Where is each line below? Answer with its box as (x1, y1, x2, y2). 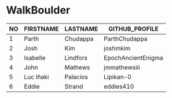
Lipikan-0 (104, 73, 131, 81)
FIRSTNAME (24, 25, 59, 33)
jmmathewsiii (104, 63, 140, 71)
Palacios (64, 73, 88, 81)
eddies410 (104, 82, 134, 90)
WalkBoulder (6, 4, 71, 17)
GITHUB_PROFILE (108, 25, 159, 33)
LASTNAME (64, 25, 98, 33)
